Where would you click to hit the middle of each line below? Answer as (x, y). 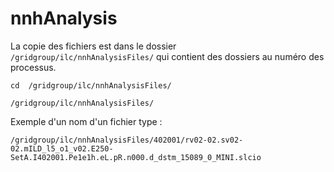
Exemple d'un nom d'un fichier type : (86, 121)
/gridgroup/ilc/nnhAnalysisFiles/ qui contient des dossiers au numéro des (167, 56)
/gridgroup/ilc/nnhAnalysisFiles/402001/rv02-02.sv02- (127, 140)
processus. (33, 67)
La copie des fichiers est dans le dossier (93, 46)
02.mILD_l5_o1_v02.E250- (62, 148)
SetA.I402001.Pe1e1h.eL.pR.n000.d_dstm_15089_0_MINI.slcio (136, 157)
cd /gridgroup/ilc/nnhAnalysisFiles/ (91, 85)
